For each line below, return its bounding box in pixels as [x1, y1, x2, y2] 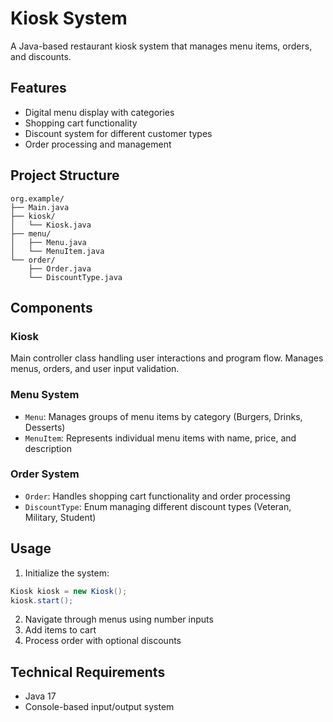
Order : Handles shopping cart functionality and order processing [24, 490, 291, 502]
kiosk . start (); [10, 595, 74, 606]
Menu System [10, 388, 80, 402]
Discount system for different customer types [24, 127, 213, 139]
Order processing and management [24, 138, 172, 150]
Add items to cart [24, 624, 97, 636]
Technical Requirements [10, 663, 166, 681]
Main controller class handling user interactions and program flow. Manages [10, 352, 324, 364]
